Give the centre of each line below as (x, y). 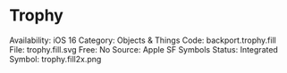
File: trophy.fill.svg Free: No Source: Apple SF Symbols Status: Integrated (144, 49)
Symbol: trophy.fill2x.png (55, 59)
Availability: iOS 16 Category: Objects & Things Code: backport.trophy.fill (143, 40)
